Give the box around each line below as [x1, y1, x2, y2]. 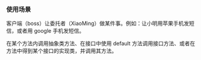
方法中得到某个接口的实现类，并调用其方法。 [6, 48, 117, 55]
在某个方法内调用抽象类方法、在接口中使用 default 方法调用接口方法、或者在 [6, 40, 196, 47]
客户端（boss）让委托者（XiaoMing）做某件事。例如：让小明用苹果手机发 [6, 20, 190, 27]
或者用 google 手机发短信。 [16, 27, 85, 34]
